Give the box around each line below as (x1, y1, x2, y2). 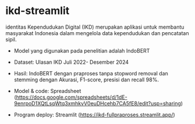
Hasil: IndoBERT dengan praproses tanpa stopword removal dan (13, 70, 169, 77)
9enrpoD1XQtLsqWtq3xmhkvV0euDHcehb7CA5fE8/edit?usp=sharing (13, 99, 182, 106)
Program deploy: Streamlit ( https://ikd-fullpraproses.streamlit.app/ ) (13, 111, 176, 118)
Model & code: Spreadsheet (13, 87, 81, 94)
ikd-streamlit (5, 4, 69, 18)
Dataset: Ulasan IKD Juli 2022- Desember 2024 (13, 58, 129, 66)
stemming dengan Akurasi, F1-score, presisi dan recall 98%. (13, 76, 159, 83)
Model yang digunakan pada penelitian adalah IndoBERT (13, 47, 150, 54)
